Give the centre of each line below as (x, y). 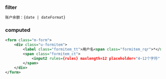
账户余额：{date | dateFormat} (35, 18)
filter (11, 7)
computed (18, 30)
